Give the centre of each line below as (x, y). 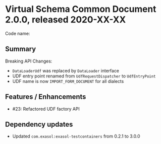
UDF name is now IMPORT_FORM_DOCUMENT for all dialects (68, 81)
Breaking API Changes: (29, 61)
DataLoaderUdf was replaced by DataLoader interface (66, 71)
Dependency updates (39, 124)
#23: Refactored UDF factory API (46, 109)
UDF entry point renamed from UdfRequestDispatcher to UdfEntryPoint (84, 76)
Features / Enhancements (46, 97)
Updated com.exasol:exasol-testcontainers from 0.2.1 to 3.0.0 (76, 136)
